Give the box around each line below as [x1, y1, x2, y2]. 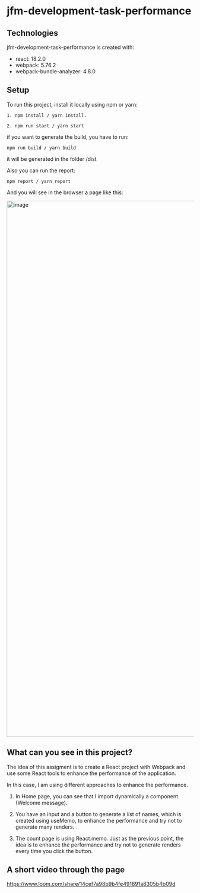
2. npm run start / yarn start [7, 123, 84, 129]
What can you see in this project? [7, 748, 133, 758]
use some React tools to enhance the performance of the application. [7, 770, 177, 777]
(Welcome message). [15, 799, 68, 806]
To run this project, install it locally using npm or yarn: [7, 101, 138, 108]
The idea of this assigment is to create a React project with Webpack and [7, 763, 186, 770]
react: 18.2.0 [15, 55, 46, 62]
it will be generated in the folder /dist [7, 155, 97, 162]
